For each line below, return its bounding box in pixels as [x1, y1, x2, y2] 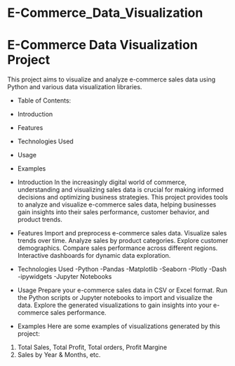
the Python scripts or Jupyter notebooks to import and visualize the [17, 294, 213, 302]
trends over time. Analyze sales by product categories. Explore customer [17, 237, 229, 245]
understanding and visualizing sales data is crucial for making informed [17, 185, 224, 194]
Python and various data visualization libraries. [7, 83, 142, 91]
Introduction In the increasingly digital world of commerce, [17, 178, 187, 187]
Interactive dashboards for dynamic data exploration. [17, 251, 171, 260]
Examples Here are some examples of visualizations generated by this [17, 322, 221, 331]
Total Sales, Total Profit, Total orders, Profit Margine [17, 343, 167, 352]
